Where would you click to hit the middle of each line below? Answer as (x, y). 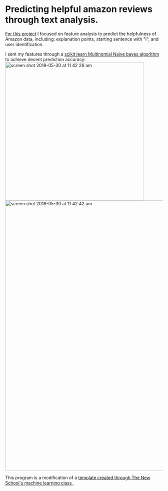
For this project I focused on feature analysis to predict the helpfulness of (81, 34)
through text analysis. (52, 20)
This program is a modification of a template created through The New (78, 477)
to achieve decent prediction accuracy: (45, 59)
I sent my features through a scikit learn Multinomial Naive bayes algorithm (82, 54)
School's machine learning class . (40, 483)
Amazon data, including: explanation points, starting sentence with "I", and (82, 39)
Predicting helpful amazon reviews (79, 9)
